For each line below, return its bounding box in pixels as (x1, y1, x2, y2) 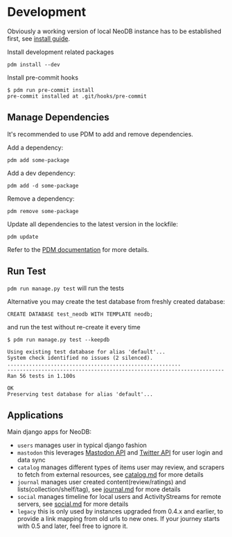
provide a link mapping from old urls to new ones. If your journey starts (17, 515, 220, 523)
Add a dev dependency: (7, 169, 76, 177)
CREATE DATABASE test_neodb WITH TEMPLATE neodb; (7, 311, 154, 318)
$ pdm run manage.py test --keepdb (7, 336, 110, 343)
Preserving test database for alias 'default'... (7, 390, 154, 398)
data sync (17, 456, 46, 464)
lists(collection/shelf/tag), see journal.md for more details (17, 485, 181, 493)
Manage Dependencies (7, 111, 109, 123)
